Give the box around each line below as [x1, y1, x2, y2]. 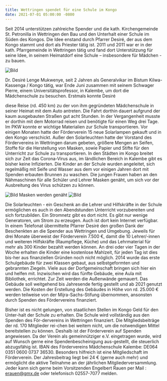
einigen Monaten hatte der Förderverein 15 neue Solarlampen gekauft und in [5, 129, 162, 135]
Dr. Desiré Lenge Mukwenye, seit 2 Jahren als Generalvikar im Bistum [5, 77, 148, 83]
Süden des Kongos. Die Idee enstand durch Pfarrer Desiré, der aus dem [5, 36, 153, 42]
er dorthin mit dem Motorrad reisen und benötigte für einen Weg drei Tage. [5, 118, 159, 124]
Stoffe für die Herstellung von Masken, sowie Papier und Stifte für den [5, 145, 150, 151]
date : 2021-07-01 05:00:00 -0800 [5, 12, 75, 17]
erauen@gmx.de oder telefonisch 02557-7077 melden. [5, 370, 118, 376]
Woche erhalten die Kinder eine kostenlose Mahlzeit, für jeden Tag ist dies [5, 249, 158, 255]
